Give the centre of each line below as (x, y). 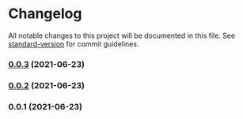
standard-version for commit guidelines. (74, 43)
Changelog (45, 14)
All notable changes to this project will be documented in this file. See (122, 35)
